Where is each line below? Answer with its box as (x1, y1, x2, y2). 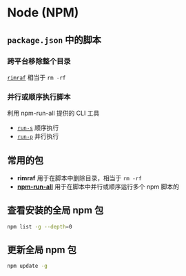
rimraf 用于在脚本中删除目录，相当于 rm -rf (17, 173, 143, 182)
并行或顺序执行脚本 (7, 92, 71, 101)
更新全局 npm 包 (7, 244, 77, 256)
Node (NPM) (7, 5, 79, 21)
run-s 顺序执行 (17, 124, 59, 132)
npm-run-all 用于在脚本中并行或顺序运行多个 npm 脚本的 (17, 182, 179, 191)
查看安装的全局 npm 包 (7, 204, 104, 216)
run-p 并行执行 (17, 132, 59, 140)
